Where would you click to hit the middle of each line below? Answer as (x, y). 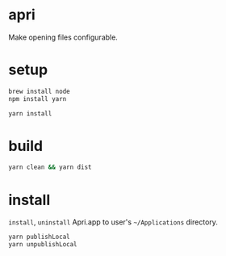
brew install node (39, 91)
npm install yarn (38, 99)
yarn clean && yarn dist (50, 167)
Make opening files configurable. (63, 37)
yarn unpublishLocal (43, 245)
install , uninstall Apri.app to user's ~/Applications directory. (113, 222)
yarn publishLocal (39, 237)
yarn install (30, 113)
